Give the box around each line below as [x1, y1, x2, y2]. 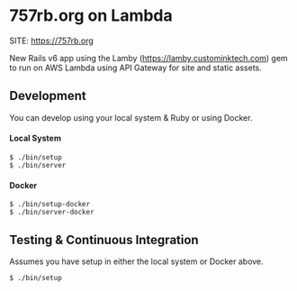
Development [9, 88, 87, 104]
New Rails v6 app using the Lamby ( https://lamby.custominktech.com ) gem [9, 52, 288, 63]
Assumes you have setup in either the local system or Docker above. [9, 256, 264, 267]
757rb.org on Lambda [9, 5, 173, 26]
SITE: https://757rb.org [9, 35, 94, 46]
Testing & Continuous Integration [9, 232, 200, 248]
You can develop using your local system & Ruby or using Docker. [9, 112, 253, 123]
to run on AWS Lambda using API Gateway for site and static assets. [9, 62, 263, 73]
